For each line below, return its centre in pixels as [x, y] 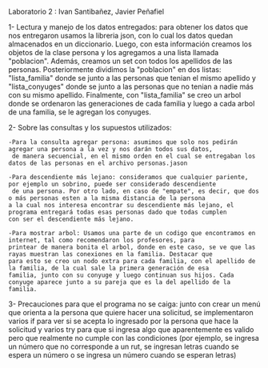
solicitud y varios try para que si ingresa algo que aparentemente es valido [131, 330]
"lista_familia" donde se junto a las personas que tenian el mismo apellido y [132, 78]
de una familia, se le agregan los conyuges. [80, 112]
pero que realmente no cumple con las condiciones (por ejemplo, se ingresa [134, 338]
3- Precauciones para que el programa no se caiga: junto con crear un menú [134, 304]
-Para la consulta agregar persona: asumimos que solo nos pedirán [123, 142]
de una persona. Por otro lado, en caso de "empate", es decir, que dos [136, 191]
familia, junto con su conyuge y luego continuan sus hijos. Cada [121, 275]
